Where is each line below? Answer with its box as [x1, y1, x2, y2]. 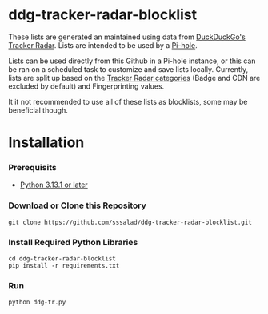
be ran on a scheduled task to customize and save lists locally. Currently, [8, 64, 249, 74]
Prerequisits [8, 162, 58, 173]
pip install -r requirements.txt [8, 262, 120, 270]
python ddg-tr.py [8, 298, 66, 307]
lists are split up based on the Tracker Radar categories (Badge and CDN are [8, 73, 261, 82]
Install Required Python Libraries [8, 236, 138, 248]
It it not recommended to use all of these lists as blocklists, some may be [8, 97, 248, 106]
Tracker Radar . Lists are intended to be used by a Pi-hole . [8, 40, 198, 50]
